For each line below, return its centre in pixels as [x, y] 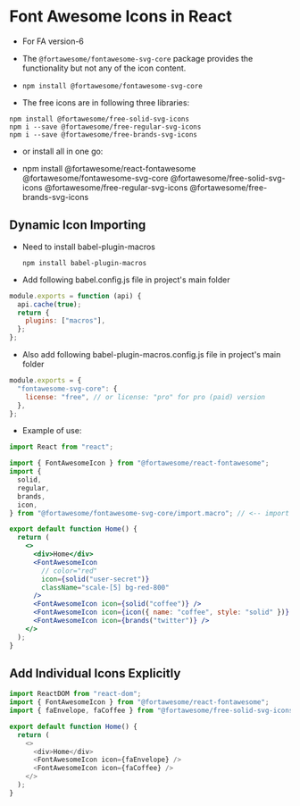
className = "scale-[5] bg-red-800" [105, 587]
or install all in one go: [62, 151]
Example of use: [52, 431]
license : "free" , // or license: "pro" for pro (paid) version [146, 397]
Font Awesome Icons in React [121, 17]
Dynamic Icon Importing [78, 225]
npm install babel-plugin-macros [84, 263]
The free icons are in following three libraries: [106, 102]
